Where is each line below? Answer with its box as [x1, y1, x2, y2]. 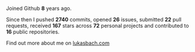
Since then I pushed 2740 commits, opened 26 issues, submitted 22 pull [6, 16, 182, 23]
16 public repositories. [6, 28, 60, 35]
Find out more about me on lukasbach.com [6, 40, 110, 46]
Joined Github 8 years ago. [6, 5, 72, 12]
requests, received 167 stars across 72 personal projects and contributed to [6, 23, 189, 29]
